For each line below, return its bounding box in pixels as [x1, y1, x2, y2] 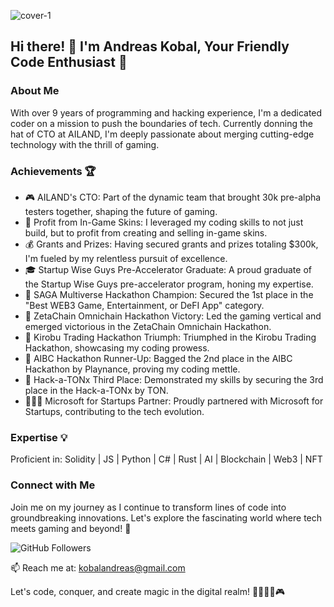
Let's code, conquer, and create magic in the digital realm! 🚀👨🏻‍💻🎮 [10, 585, 285, 597]
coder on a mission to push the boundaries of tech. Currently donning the [10, 117, 313, 129]
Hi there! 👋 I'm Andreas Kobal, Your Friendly [10, 38, 290, 55]
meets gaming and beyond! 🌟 [10, 522, 132, 534]
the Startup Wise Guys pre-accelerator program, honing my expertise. [24, 278, 314, 290]
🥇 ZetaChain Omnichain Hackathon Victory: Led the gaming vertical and [24, 310, 322, 322]
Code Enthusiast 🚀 [10, 54, 128, 71]
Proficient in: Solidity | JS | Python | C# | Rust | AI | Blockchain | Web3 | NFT [10, 453, 323, 465]
